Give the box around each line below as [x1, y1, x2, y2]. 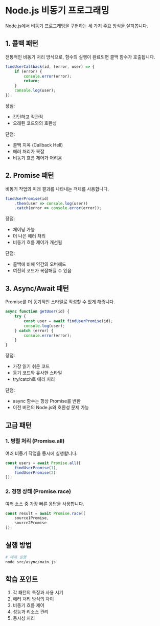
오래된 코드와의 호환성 [12, 120, 57, 126]
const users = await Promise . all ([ [5, 461, 81, 466]
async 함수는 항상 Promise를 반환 [12, 398, 81, 404]
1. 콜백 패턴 [5, 39, 38, 48]
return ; [24, 78, 40, 84]
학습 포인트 [5, 575, 38, 584]
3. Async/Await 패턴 [5, 284, 69, 293]
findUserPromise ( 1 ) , [14, 465, 58, 470]
